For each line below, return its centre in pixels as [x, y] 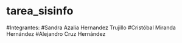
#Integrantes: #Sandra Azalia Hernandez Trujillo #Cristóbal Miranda [91, 27]
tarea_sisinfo [40, 11]
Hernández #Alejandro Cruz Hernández [56, 33]
